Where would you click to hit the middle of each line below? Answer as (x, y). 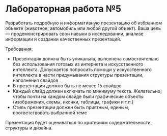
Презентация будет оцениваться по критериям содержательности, (79, 122)
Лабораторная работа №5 (63, 9)
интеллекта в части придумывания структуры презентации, (78, 75)
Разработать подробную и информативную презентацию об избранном (83, 23)
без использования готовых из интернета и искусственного (78, 64)
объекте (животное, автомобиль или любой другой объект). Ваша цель (83, 28)
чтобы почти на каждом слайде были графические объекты (78, 96)
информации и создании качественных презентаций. (63, 39)
